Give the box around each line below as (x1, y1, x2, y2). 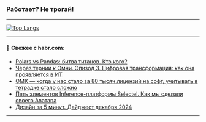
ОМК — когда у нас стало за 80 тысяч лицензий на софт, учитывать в (15, 77, 198, 84)
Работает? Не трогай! (6, 5, 74, 13)
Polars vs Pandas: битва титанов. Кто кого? (15, 57, 128, 65)
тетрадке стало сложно (15, 84, 78, 91)
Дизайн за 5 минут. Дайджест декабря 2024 (15, 103, 132, 110)
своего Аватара (15, 96, 57, 104)
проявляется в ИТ (15, 71, 63, 78)
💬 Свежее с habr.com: (6, 44, 65, 51)
